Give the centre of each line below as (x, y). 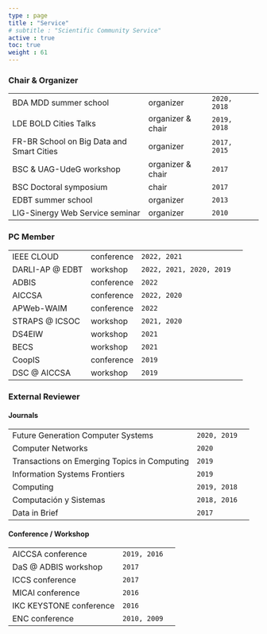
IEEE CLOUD (36, 257)
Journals (23, 416)
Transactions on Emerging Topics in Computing (101, 461)
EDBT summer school (52, 200)
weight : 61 (28, 52)
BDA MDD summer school (61, 102)
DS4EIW (28, 334)
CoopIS (26, 360)
